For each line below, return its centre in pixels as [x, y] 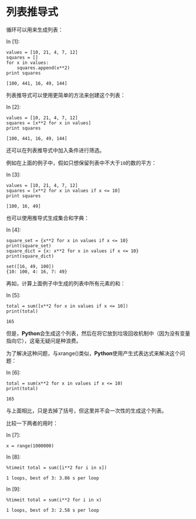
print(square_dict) [30, 256]
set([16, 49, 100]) [30, 266]
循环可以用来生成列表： [35, 30]
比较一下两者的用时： [32, 423]
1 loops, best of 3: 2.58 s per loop [53, 510]
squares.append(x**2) [43, 68]
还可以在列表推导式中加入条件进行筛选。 [55, 150]
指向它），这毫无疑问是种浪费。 [44, 340]
